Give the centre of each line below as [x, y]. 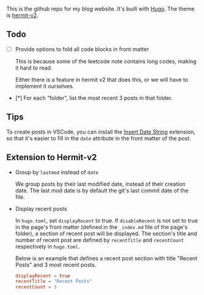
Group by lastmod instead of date [57, 172]
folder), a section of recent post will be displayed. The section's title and [106, 233]
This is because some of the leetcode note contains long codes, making [106, 61]
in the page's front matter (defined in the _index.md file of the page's [101, 227]
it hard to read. [34, 68]
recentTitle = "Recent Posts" [54, 282]
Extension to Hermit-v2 [52, 158]
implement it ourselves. [45, 86]
